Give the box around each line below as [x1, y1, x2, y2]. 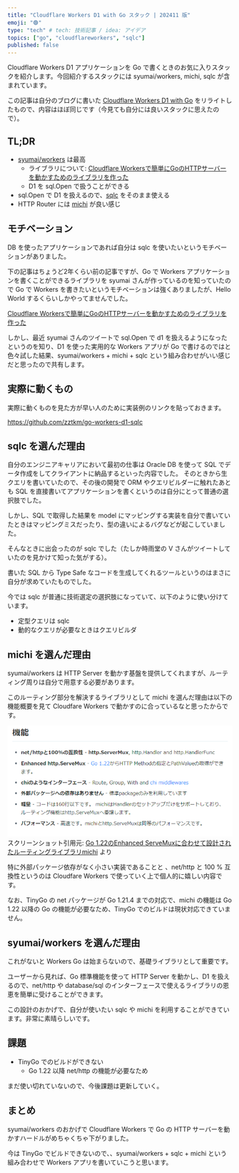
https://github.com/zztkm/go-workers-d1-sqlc [7, 417, 143, 426]
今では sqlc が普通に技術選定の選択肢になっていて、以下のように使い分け [7, 593, 223, 601]
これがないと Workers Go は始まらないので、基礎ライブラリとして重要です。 [7, 956, 233, 965]
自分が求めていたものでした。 [7, 578, 95, 586]
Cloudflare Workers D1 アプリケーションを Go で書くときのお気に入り [7, 63, 212, 71]
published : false [7, 41, 59, 49]
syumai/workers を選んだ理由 [7, 936, 141, 949]
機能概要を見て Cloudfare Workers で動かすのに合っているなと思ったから [7, 702, 223, 711]
